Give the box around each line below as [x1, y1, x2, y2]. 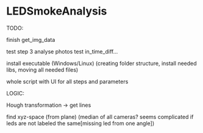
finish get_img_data [6, 36, 55, 43]
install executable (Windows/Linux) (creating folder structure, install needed [6, 60, 197, 67]
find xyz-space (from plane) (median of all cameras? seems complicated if [6, 113, 194, 120]
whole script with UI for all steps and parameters [6, 78, 129, 85]
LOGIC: [6, 89, 24, 97]
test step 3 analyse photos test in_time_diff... [6, 47, 118, 55]
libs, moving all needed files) [6, 66, 79, 73]
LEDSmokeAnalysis [6, 4, 107, 18]
